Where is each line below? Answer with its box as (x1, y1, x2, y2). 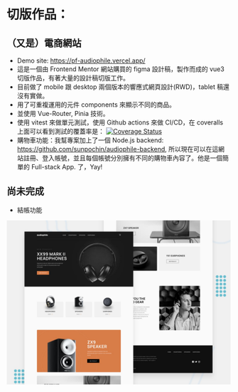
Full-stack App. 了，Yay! (31, 163, 103, 171)
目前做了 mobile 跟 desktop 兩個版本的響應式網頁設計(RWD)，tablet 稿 (16, 83, 224, 91)
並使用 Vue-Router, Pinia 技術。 (16, 110, 109, 117)
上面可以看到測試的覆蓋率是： (16, 127, 104, 135)
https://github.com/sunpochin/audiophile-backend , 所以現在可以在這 (16, 145, 219, 153)
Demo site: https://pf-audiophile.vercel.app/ (16, 56, 146, 65)
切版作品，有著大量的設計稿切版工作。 (16, 74, 129, 82)
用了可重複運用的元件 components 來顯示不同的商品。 (16, 100, 175, 109)
